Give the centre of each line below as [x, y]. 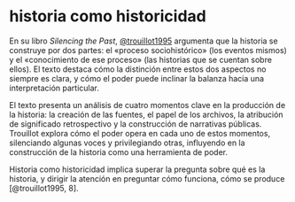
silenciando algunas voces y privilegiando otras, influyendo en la [127, 143]
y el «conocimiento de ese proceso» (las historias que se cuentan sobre [141, 59]
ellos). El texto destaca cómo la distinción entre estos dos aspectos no [138, 69]
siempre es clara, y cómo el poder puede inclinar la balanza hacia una [136, 78]
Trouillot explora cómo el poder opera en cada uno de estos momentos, [140, 133]
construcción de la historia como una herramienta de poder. [119, 151]
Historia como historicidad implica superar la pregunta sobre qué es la [137, 169]
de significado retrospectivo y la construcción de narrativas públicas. [136, 124]
